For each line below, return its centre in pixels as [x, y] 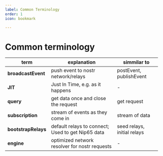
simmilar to [136, 62]
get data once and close [78, 99]
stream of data [134, 116]
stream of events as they [79, 112]
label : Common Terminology [32, 9]
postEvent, [129, 70]
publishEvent [132, 77]
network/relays [68, 77]
